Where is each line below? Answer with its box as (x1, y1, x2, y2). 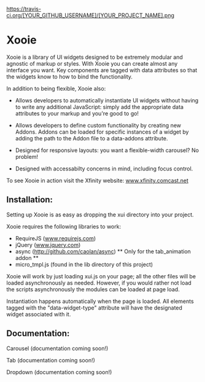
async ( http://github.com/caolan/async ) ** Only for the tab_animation (15, 248, 191, 255)
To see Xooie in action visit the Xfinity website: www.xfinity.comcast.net (6, 177, 188, 184)
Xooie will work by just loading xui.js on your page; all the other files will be (6, 272, 196, 280)
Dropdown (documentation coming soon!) (6, 368, 112, 376)
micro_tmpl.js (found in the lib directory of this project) (15, 261, 153, 268)
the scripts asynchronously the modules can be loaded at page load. (6, 285, 180, 293)
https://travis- (6, 6, 42, 12)
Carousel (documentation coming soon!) (6, 345, 109, 352)
